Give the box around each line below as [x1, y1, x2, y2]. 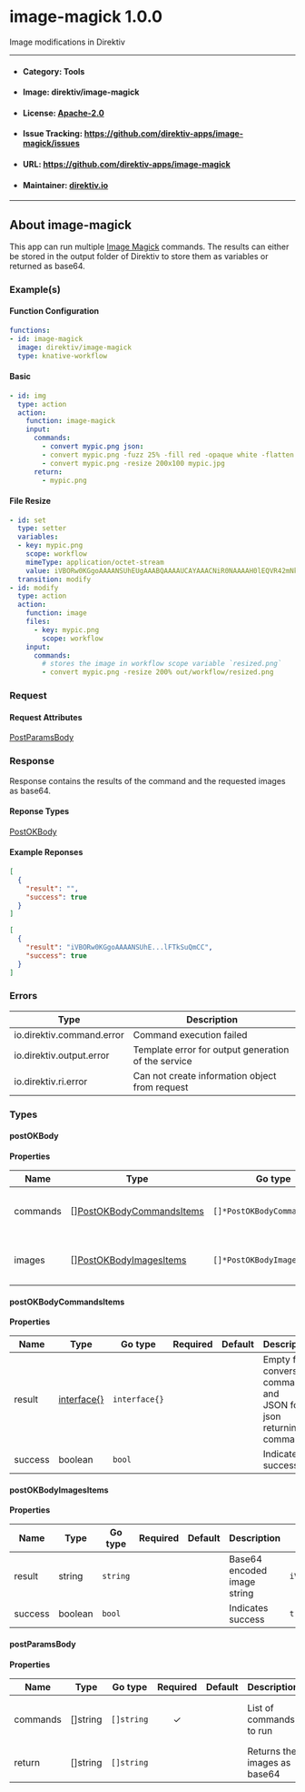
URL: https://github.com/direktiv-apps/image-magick [22, 158, 231, 169]
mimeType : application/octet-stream [25, 558, 165, 567]
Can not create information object [133, 1069, 277, 1082]
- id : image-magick [9, 334, 84, 343]
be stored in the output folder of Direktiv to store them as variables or [9, 250, 269, 261]
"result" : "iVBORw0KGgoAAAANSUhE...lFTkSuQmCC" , [25, 943, 213, 952]
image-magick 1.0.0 [9, 6, 163, 27]
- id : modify [9, 583, 59, 592]
